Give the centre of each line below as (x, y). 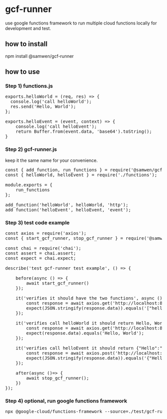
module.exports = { (29, 185)
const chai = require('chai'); (43, 248)
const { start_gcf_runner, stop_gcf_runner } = (64, 238)
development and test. (28, 28)
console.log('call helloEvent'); (56, 127)
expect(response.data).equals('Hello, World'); (85, 333)
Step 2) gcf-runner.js (31, 149)
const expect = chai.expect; (41, 258)
